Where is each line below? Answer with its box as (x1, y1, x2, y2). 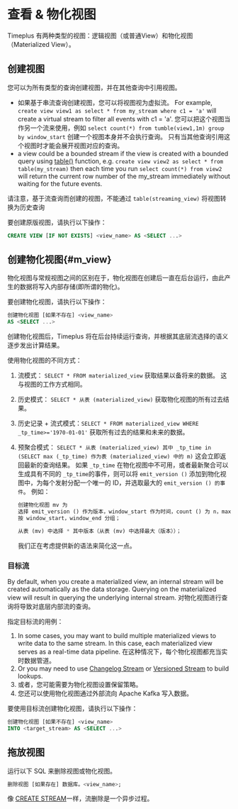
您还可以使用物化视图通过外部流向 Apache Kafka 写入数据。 (17, 689, 193, 698)
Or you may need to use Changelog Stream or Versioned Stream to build (17, 664, 229, 673)
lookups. (17, 671, 43, 680)
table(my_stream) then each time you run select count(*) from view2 (17, 164, 222, 172)
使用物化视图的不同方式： (7, 356, 82, 365)
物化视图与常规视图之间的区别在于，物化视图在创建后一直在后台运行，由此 (7, 274, 225, 282)
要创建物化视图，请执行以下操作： (7, 297, 107, 306)
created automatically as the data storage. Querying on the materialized (7, 585, 217, 593)
